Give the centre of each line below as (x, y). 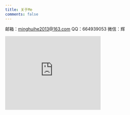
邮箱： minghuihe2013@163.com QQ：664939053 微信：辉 (65, 29)
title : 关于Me (19, 10)
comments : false (22, 14)
